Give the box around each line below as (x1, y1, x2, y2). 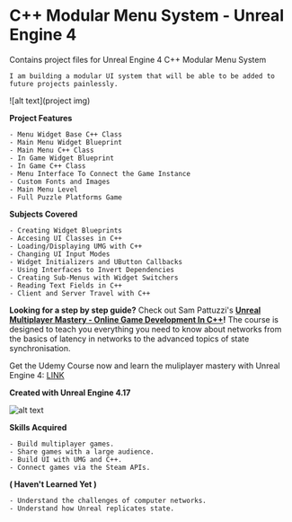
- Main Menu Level (9, 185, 78, 194)
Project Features (9, 112, 73, 123)
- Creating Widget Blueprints (9, 226, 123, 234)
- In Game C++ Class (9, 161, 87, 171)
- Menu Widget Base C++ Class (9, 129, 123, 139)
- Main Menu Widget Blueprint (9, 137, 123, 146)
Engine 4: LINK (9, 369, 65, 380)
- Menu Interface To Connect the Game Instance (9, 169, 191, 178)
